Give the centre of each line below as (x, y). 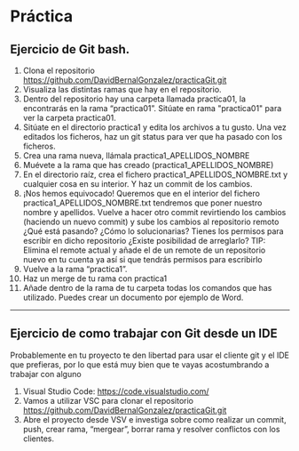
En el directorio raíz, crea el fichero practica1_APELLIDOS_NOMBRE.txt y (155, 174)
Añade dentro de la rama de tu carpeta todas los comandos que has (147, 288)
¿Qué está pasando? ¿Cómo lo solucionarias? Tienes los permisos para (153, 231)
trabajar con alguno (46, 374)
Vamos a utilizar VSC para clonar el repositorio (108, 400)
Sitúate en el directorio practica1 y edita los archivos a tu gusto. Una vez (154, 127)
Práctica (42, 16)
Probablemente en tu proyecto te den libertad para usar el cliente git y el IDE (149, 355)
